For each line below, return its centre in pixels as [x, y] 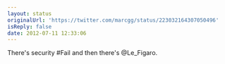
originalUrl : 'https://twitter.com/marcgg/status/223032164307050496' [113, 20]
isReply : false [30, 26]
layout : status [30, 14]
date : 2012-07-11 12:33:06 [47, 33]
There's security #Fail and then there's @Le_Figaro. [83, 53]
